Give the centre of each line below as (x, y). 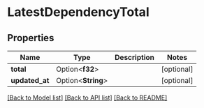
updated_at (30, 80)
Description (135, 57)
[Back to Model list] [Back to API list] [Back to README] (87, 98)
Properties (31, 38)
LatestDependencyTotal (78, 12)
